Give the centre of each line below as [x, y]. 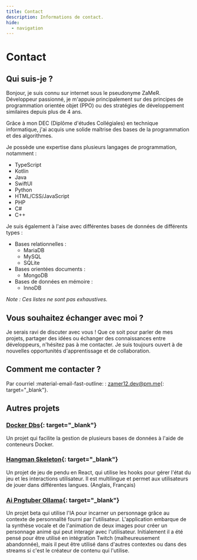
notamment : [21, 153]
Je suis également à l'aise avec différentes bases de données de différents [97, 226]
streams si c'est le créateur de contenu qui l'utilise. [68, 551]
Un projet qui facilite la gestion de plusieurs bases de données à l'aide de [95, 438]
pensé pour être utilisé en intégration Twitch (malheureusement [83, 538]
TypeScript [28, 165]
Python [23, 190]
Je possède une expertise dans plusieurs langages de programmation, [92, 147]
